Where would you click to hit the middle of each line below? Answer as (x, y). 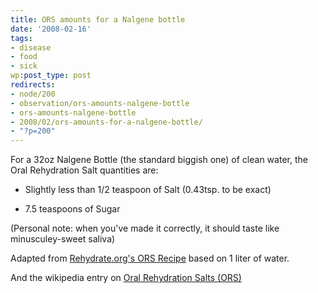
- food (24, 57)
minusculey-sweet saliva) (63, 239)
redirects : (33, 85)
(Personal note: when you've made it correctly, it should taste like (145, 228)
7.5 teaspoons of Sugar (72, 209)
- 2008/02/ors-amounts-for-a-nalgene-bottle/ (106, 122)
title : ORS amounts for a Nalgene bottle (98, 19)
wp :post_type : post (51, 76)
